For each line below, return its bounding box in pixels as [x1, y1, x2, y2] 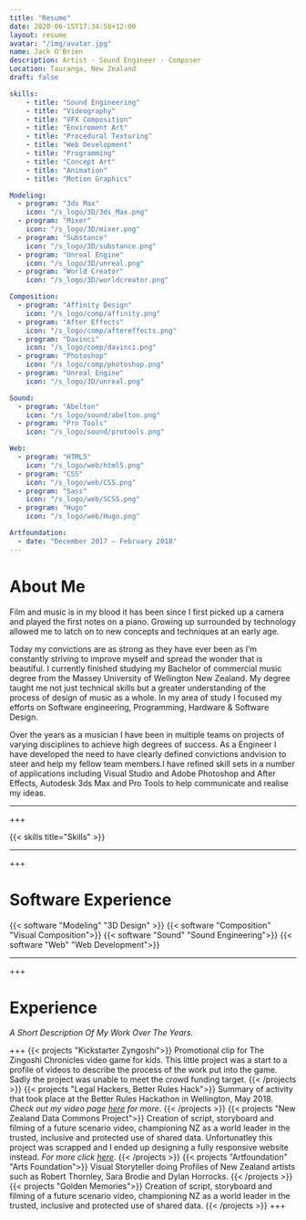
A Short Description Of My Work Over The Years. [9, 1027, 194, 1038]
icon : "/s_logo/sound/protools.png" [25, 427, 166, 436]
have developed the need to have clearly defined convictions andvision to [9, 748, 287, 759]
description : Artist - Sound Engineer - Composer [9, 56, 202, 65]
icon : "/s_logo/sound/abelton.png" [25, 410, 161, 420]
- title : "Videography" [25, 106, 117, 115]
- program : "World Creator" [17, 267, 125, 277]
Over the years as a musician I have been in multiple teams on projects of [9, 729, 285, 740]
